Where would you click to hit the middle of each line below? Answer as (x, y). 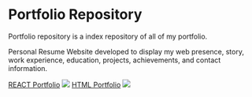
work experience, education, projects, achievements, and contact (115, 60)
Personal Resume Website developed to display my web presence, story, (126, 51)
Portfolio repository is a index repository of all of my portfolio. (108, 36)
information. (28, 68)
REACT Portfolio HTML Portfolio (65, 84)
